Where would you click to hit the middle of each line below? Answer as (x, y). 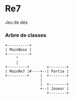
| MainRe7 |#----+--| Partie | (37, 72)
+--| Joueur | (54, 89)
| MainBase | (18, 50)
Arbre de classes (26, 35)
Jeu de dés (16, 22)
